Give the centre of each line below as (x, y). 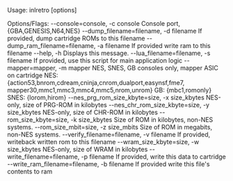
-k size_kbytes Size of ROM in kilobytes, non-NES (142, 120)
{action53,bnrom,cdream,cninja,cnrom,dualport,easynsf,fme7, (96, 82)
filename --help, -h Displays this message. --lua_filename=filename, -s (109, 53)
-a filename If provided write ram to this (154, 46)
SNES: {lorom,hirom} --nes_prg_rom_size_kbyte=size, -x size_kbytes (106, 97)
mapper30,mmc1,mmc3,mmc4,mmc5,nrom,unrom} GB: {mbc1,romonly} (110, 90)
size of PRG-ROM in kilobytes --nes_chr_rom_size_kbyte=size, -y (116, 105)
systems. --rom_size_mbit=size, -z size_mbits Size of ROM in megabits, (110, 127)
